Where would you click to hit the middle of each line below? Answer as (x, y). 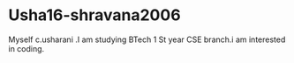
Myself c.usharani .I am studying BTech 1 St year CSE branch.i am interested (147, 39)
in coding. (26, 48)
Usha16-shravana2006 (95, 15)
